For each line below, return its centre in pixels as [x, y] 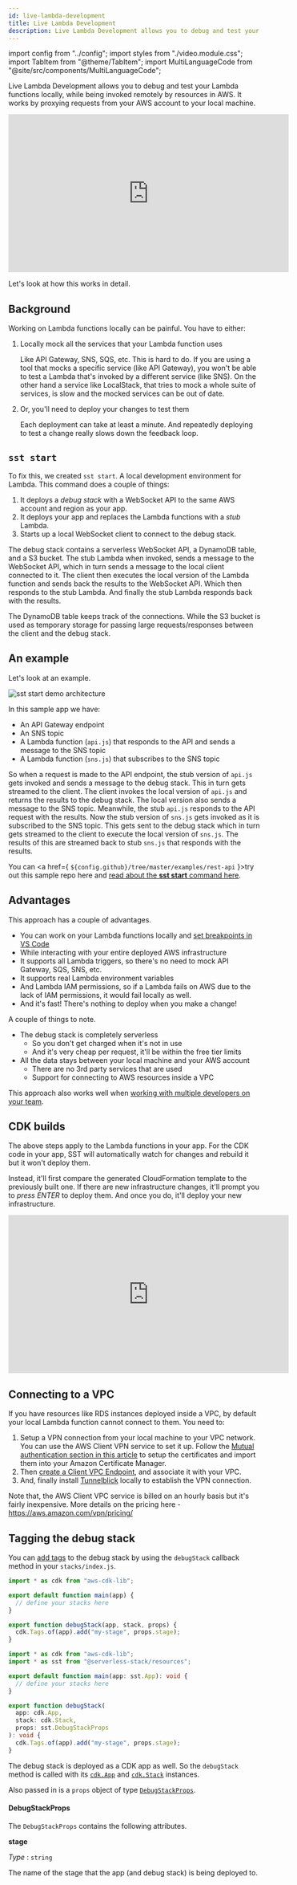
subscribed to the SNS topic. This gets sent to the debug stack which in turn [134, 825]
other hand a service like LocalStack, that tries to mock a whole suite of [138, 385]
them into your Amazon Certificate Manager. [93, 1464]
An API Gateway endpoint [62, 724]
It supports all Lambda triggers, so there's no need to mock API [124, 961]
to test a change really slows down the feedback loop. [109, 434]
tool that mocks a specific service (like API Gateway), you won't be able [138, 368]
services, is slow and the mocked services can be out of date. [122, 393]
